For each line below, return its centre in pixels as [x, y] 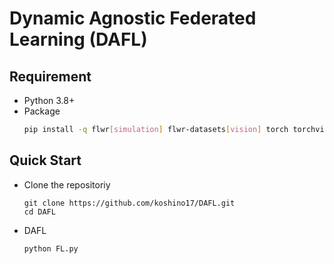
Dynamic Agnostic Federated [133, 18]
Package [42, 111]
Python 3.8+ [49, 100]
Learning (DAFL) [78, 39]
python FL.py [51, 248]
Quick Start [45, 160]
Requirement [50, 76]
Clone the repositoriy [67, 184]
